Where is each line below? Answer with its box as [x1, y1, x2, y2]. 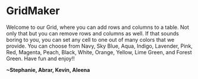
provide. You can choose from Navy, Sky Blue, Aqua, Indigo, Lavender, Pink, [6, 42, 193, 50]
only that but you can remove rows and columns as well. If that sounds [6, 29, 180, 37]
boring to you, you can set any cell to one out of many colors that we [6, 36, 175, 43]
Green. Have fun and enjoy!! [6, 55, 75, 62]
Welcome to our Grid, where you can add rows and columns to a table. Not [6, 24, 189, 31]
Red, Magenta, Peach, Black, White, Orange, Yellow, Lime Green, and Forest [6, 48, 192, 55]
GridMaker [6, 4, 60, 18]
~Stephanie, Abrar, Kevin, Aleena [6, 66, 90, 73]
